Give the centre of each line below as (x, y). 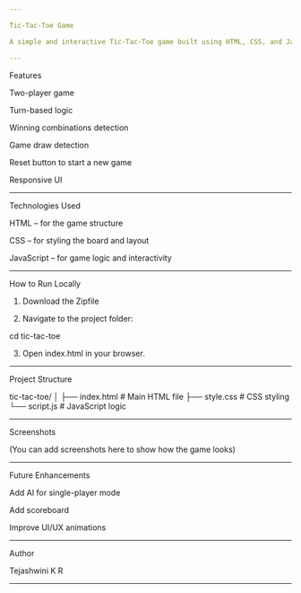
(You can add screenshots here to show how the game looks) (122, 449)
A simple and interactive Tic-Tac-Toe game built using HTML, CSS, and (146, 41)
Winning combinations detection (69, 128)
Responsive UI (36, 180)
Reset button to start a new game (71, 162)
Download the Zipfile (60, 301)
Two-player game (42, 93)
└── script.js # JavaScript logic (68, 406)
